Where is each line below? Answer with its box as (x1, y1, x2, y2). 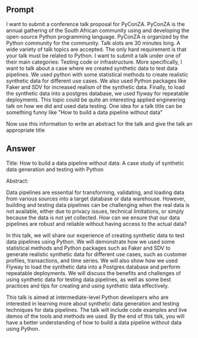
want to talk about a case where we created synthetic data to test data (6, 65, 178, 72)
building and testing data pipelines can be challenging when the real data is (6, 201, 190, 208)
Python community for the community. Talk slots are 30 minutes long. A (6, 39, 180, 46)
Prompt (6, 5, 34, 15)
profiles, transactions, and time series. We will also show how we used (6, 257, 178, 264)
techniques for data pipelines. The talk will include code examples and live (6, 306, 187, 313)
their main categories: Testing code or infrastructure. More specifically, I (6, 58, 182, 65)
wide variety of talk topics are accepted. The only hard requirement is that (6, 46, 187, 53)
